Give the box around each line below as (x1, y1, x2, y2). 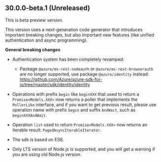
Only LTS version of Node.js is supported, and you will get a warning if (12, 146, 155, 152)
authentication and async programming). (5, 37, 88, 43)
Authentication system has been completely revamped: (12, 56, 125, 62)
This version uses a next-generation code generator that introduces (5, 27, 143, 33)
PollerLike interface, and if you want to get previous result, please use (12, 101, 157, 108)
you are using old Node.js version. (12, 151, 82, 157)
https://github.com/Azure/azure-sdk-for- (19, 76, 102, 82)
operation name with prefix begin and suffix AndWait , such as (12, 107, 135, 113)
